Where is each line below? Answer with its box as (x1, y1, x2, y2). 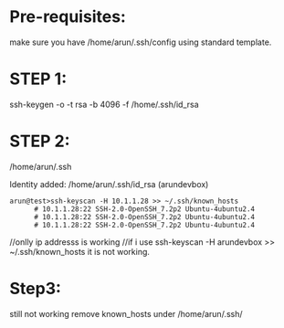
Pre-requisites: (9, 6, 126, 27)
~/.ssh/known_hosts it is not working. (9, 246, 151, 257)
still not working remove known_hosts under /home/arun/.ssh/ (9, 308, 244, 319)
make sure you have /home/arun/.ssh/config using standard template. (9, 37, 272, 48)
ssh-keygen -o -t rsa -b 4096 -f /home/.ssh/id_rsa (9, 99, 199, 110)
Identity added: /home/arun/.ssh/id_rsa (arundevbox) (9, 178, 209, 189)
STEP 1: (9, 69, 68, 90)
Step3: (9, 279, 62, 299)
